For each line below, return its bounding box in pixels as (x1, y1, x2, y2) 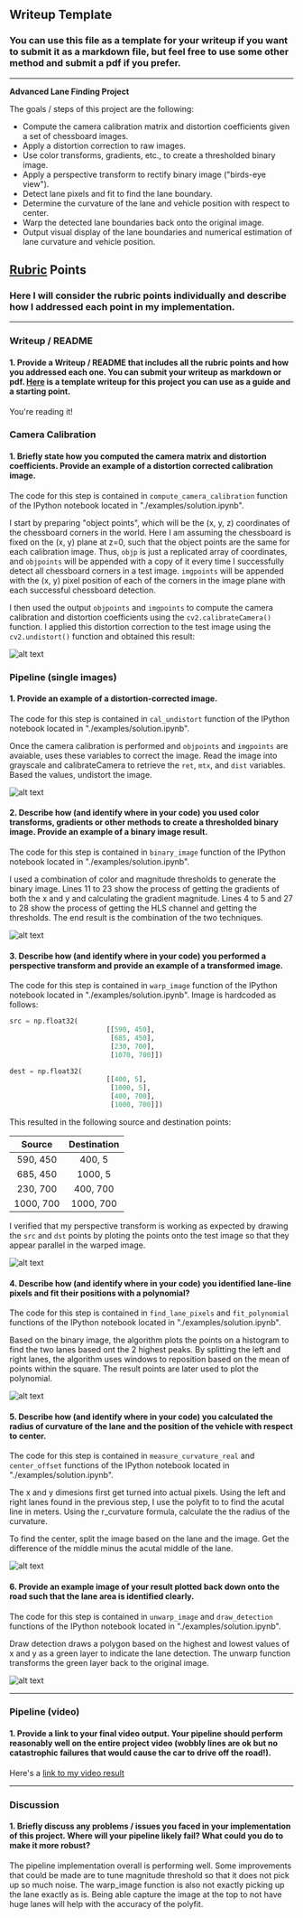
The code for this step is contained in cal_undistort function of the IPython (9, 713, 290, 724)
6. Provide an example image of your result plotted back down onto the (9, 1581, 280, 1592)
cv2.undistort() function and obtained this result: (9, 631, 196, 641)
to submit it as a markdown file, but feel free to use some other (9, 45, 289, 58)
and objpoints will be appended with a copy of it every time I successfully (9, 556, 285, 566)
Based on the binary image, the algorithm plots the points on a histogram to (9, 1334, 289, 1345)
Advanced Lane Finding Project (9, 86, 130, 97)
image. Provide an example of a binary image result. (9, 827, 208, 837)
